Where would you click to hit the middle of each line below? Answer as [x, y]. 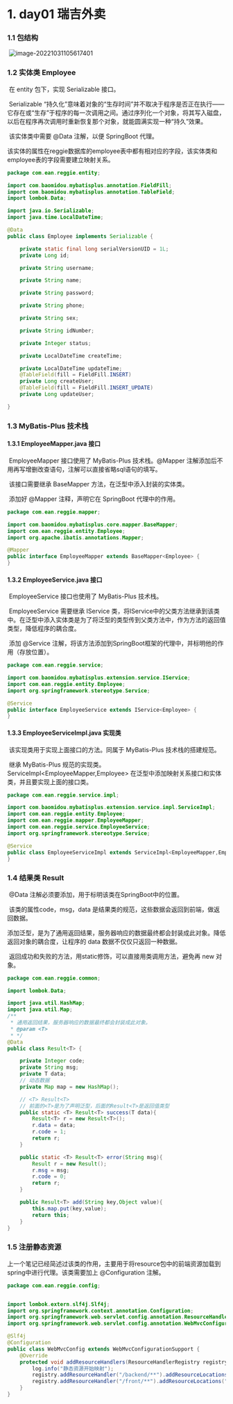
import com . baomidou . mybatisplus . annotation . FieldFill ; [89, 185]
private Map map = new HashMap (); [69, 1087]
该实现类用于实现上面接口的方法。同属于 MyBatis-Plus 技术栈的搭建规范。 [114, 749]
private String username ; [57, 268]
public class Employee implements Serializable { [80, 236]
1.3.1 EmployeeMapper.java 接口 [54, 444]
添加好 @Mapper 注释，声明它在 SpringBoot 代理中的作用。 [94, 499]
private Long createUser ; [57, 381]
